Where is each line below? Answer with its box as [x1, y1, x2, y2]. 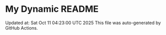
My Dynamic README [5, 3, 99, 15]
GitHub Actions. [5, 25, 38, 31]
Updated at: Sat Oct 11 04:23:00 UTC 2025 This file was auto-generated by [5, 20, 161, 26]
